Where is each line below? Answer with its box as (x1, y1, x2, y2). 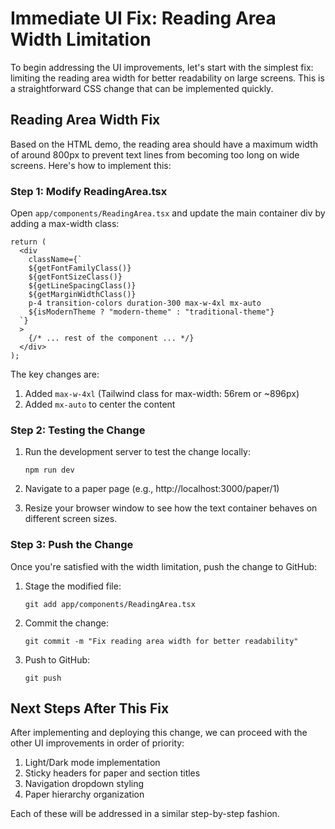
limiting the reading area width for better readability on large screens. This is (10, 72, 325, 84)
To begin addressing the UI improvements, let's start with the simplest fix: (10, 61, 314, 73)
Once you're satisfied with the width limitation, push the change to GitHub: (10, 560, 318, 572)
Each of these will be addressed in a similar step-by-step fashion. (10, 808, 280, 820)
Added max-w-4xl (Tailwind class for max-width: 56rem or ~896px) (24, 388, 300, 400)
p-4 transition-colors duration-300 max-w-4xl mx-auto (28, 298, 262, 309)
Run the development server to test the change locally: (24, 446, 251, 458)
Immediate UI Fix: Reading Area (10, 7, 277, 30)
